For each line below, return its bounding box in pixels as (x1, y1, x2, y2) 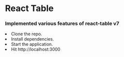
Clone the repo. (11, 31, 42, 37)
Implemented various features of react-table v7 (5, 20, 120, 27)
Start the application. (11, 42, 53, 47)
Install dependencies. (11, 36, 54, 42)
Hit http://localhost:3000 (11, 46, 61, 52)
